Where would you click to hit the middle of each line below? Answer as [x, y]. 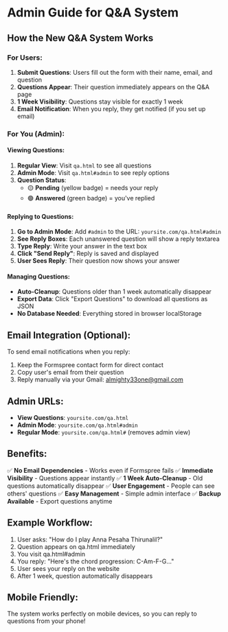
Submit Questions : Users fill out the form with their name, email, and [115, 72]
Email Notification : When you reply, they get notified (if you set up [111, 108]
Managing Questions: [39, 277]
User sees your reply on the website [68, 568]
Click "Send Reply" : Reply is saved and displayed [88, 254]
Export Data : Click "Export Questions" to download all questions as [112, 299]
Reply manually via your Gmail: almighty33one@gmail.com [100, 379]
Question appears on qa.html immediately [76, 546]
